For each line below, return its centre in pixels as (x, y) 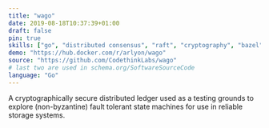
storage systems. (37, 115)
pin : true (25, 38)
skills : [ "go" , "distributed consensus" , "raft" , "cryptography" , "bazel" (136, 46)
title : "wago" (32, 16)
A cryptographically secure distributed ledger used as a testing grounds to (131, 98)
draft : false (30, 30)
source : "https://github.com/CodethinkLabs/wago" (93, 61)
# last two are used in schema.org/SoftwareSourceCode (102, 68)
